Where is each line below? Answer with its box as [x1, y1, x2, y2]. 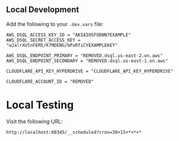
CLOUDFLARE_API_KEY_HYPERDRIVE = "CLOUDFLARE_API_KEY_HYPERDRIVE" [6, 68, 174, 74]
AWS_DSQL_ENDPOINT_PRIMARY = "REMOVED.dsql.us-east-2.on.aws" [6, 53, 163, 59]
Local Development [6, 5, 79, 15]
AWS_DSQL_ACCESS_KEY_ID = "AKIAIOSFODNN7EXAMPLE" [6, 32, 132, 38]
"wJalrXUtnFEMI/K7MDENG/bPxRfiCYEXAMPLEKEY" [6, 42, 118, 48]
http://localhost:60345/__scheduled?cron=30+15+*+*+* [6, 129, 142, 135]
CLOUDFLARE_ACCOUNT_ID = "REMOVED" [6, 78, 94, 85]
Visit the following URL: [6, 118, 63, 125]
